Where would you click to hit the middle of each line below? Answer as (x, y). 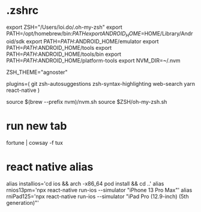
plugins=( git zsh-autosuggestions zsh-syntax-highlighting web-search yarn (101, 83)
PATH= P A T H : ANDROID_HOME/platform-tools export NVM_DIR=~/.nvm (94, 60)
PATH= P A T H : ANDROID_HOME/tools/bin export (64, 54)
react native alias (50, 167)
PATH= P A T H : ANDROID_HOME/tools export (59, 47)
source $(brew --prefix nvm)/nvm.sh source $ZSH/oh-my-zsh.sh (87, 101)
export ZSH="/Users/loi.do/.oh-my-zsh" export (64, 27)
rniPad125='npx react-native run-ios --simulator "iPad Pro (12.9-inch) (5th (97, 196)
